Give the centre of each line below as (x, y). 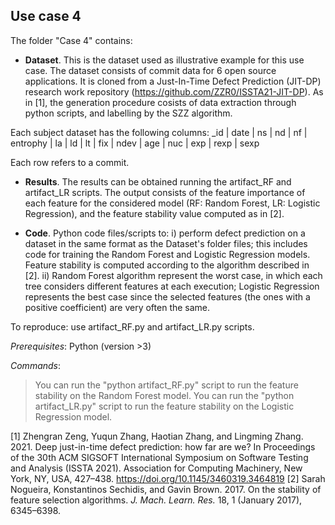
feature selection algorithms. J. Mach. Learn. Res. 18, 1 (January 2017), (156, 500)
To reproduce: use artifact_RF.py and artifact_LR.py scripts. (132, 326)
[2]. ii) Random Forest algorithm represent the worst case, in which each (173, 275)
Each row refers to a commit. (70, 162)
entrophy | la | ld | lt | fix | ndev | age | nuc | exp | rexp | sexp (135, 143)
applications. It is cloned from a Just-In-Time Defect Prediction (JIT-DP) (173, 81)
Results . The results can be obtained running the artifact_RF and (158, 181)
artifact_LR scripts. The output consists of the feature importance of (165, 192)
